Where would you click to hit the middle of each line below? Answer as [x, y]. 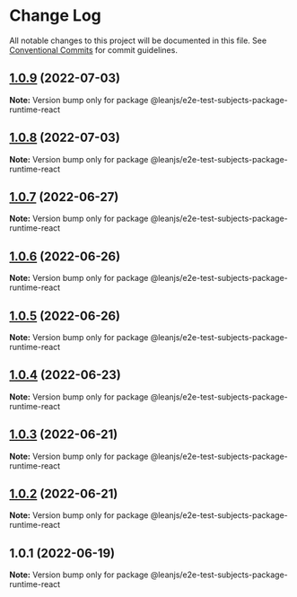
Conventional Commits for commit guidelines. [93, 49]
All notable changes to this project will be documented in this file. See [138, 40]
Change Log [55, 16]
